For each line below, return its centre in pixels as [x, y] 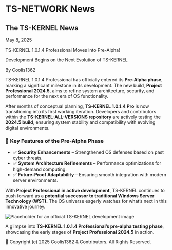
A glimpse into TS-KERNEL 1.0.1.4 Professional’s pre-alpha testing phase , [85, 226]
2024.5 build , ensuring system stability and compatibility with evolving [80, 122]
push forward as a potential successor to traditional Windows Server [80, 196]
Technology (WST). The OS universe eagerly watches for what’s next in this [86, 201]
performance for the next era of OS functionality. [57, 96]
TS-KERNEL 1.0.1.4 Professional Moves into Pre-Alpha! [63, 50]
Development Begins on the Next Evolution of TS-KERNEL [66, 60]
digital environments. [27, 128]
